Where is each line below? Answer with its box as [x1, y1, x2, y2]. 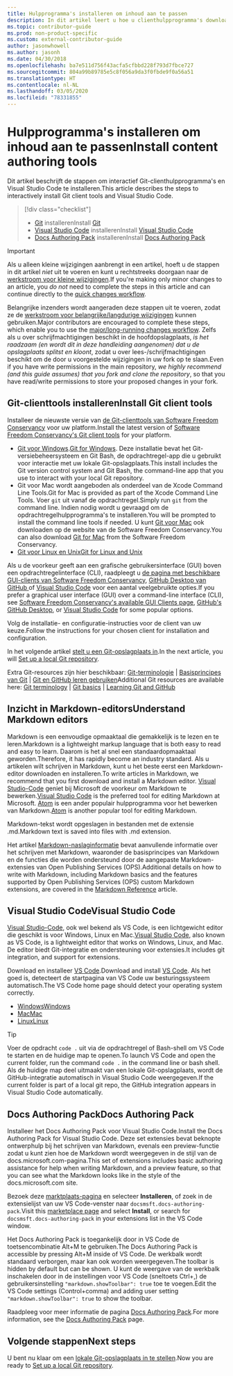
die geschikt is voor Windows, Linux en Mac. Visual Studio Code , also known [7, 931, 225, 939]
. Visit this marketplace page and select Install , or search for [19, 1207, 191, 1215]
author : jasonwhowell [7, 42, 70, 49]
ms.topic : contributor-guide [7, 23, 92, 30]
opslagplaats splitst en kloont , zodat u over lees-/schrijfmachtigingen [7, 347, 206, 355]
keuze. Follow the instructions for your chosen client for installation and [7, 626, 209, 634]
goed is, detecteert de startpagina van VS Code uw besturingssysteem [7, 974, 210, 982]
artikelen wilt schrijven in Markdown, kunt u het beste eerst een [7, 762, 189, 770]
